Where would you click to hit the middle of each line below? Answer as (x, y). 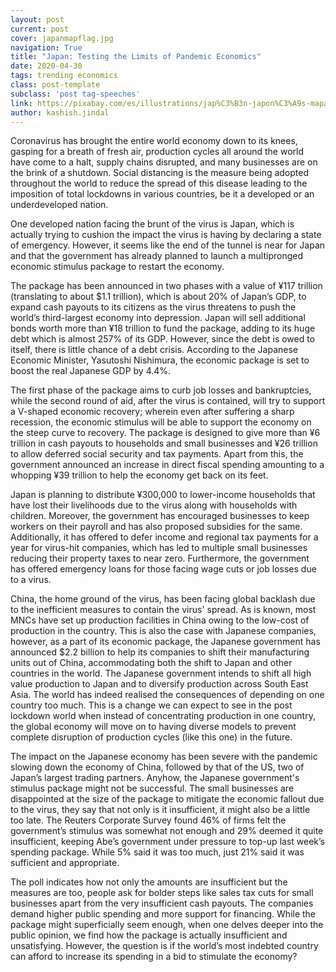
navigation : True (46, 47)
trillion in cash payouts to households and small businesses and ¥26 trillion (164, 443)
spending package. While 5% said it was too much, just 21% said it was (157, 852)
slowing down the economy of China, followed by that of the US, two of (157, 767)
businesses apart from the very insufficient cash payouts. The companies (162, 903)
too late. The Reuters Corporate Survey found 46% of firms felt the (148, 820)
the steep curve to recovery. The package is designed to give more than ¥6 (165, 433)
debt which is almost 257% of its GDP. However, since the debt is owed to (163, 339)
